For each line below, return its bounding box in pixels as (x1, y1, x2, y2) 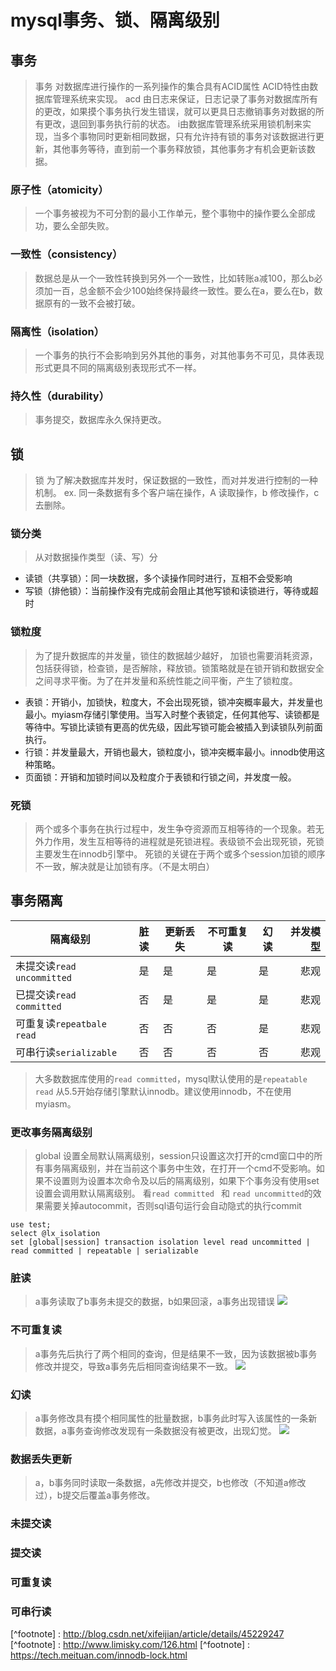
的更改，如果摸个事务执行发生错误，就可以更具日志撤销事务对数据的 (34, 106, 316, 117)
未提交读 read (15, 959, 77, 973)
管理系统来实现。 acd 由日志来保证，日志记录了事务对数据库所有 (52, 93, 319, 105)
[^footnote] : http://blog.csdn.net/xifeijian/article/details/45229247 (10, 1628, 285, 1640)
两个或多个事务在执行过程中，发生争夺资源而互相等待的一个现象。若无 (34, 822, 325, 835)
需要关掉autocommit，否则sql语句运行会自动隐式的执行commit (43, 1200, 302, 1211)
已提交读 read (15, 987, 77, 1001)
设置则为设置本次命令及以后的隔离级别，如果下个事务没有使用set (52, 1175, 320, 1186)
